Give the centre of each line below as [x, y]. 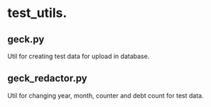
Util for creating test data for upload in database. [79, 56]
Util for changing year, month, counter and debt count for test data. [105, 95]
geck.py [26, 39]
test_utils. [37, 13]
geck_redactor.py [47, 78]
